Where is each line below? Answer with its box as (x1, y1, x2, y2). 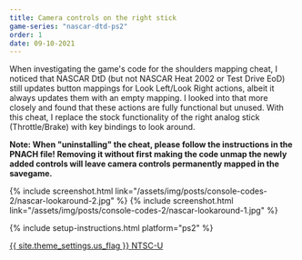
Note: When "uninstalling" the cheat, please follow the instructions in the (9, 139, 293, 150)
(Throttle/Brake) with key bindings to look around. (9, 122, 196, 133)
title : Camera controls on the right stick (9, 13, 177, 23)
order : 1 (9, 30, 43, 39)
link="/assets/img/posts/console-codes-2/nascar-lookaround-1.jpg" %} (9, 205, 279, 216)
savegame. (9, 168, 53, 179)
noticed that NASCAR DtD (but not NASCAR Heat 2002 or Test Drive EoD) (9, 74, 286, 85)
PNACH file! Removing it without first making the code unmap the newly (9, 149, 287, 160)
